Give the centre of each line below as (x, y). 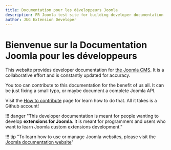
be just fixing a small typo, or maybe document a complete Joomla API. (80, 91)
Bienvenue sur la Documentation (76, 45)
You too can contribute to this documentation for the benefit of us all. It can (85, 85)
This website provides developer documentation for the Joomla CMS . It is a (85, 70)
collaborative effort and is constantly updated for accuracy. (68, 75)
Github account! (22, 106)
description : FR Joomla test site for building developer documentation (84, 15)
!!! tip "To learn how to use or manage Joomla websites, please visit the (81, 137)
